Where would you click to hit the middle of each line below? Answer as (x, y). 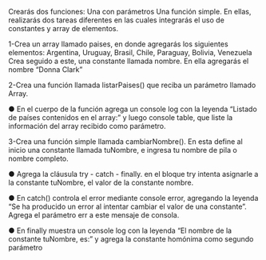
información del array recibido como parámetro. (87, 126)
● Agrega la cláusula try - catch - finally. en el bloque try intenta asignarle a (133, 174)
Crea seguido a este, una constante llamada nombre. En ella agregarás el (129, 61)
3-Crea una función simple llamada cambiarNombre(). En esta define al (126, 142)
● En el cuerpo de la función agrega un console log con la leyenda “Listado (133, 109)
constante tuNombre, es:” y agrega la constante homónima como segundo (131, 239)
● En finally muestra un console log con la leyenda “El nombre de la (120, 230)
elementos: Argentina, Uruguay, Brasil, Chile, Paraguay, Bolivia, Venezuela (130, 52)
